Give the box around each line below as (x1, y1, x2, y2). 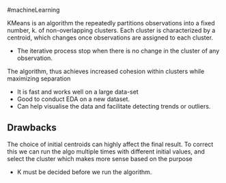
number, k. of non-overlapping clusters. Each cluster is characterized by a (7, 27, 216, 34)
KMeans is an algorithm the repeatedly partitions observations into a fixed (7, 19, 215, 27)
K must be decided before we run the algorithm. (16, 167, 152, 176)
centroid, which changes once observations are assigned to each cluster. (7, 33, 214, 42)
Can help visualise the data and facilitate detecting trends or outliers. (16, 102, 211, 110)
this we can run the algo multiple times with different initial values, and (7, 147, 205, 156)
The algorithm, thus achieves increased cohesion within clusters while (7, 68, 205, 75)
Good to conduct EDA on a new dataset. (16, 95, 130, 103)
